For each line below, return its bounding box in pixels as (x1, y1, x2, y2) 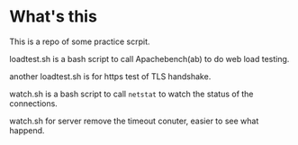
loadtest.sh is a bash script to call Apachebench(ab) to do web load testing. (9, 53, 290, 64)
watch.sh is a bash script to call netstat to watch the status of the (9, 88, 254, 99)
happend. (9, 124, 45, 136)
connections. (9, 97, 59, 109)
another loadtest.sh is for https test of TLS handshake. (9, 70, 212, 82)
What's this (9, 6, 97, 27)
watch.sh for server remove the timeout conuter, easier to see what (9, 115, 259, 126)
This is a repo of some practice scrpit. (9, 36, 150, 47)
